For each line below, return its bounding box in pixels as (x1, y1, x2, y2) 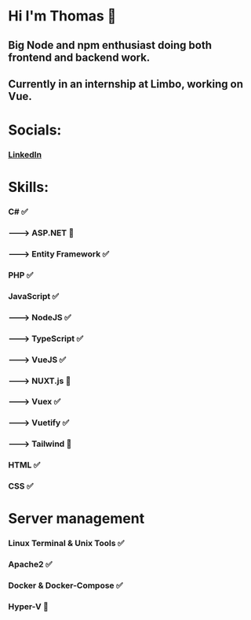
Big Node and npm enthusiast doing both (8, 39, 212, 52)
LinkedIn (8, 149, 42, 161)
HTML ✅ (8, 459, 41, 471)
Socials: (8, 121, 62, 139)
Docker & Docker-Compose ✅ (8, 580, 123, 591)
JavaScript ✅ (8, 290, 60, 301)
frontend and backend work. (8, 50, 151, 64)
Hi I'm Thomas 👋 (8, 7, 117, 25)
